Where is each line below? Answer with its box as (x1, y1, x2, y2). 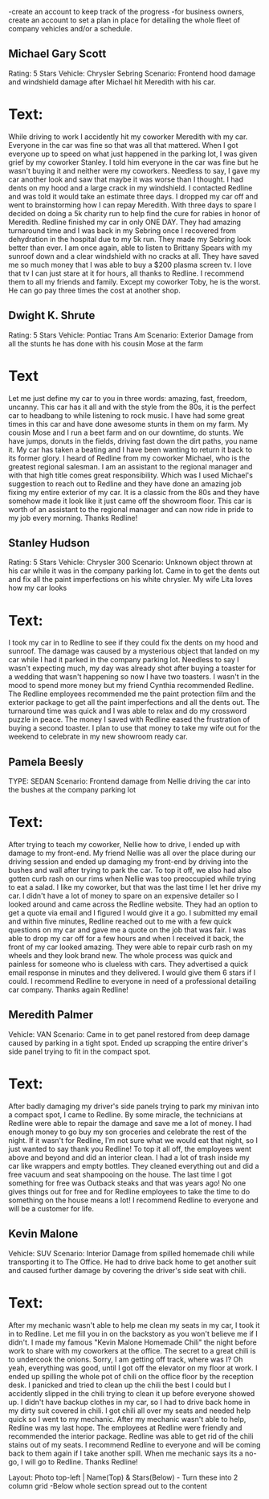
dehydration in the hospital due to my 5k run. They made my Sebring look (8, 234, 251, 244)
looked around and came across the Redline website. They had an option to (8, 899, 259, 909)
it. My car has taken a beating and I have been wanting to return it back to (8, 444, 253, 454)
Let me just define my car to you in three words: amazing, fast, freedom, (8, 393, 247, 403)
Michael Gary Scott (8, 47, 107, 61)
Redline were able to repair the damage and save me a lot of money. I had (8, 1118, 252, 1128)
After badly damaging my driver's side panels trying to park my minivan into (8, 1101, 259, 1111)
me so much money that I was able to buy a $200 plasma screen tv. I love (8, 260, 252, 269)
